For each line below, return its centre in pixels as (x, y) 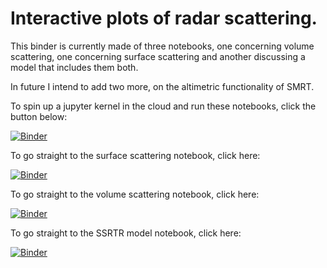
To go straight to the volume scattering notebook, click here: (135, 194)
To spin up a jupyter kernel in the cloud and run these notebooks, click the (163, 106)
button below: (39, 116)
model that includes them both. (74, 67)
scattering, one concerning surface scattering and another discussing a (158, 56)
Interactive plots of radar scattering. (164, 18)
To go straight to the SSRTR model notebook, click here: (126, 233)
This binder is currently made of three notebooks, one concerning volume (162, 46)
